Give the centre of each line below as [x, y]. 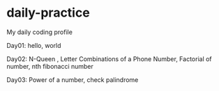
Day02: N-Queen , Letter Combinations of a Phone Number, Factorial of [109, 59]
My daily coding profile [39, 32]
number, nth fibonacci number [50, 66]
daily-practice [48, 13]
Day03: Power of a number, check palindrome [73, 80]
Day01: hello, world [34, 45]
